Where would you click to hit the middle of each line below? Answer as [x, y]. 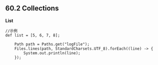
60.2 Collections [32, 8]
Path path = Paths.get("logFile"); [52, 44]
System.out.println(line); [52, 53]
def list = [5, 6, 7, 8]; [33, 35]
